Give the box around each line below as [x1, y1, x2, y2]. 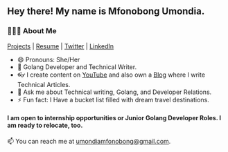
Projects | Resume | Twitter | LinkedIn [7, 41, 114, 50]
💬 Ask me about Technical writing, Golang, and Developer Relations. [17, 88, 212, 96]
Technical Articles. [17, 80, 71, 88]
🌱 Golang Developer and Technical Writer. [17, 62, 137, 71]
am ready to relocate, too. [7, 121, 83, 130]
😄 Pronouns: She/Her [17, 55, 80, 64]
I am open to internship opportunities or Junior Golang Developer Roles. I [7, 114, 222, 122]
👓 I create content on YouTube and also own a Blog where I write [17, 70, 206, 79]
